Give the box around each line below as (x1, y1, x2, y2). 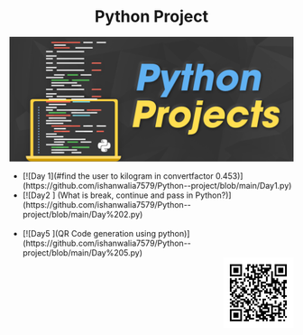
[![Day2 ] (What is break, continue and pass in (22, 190, 194, 200)
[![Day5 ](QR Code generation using (22, 228, 156, 239)
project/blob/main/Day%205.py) (22, 247, 142, 258)
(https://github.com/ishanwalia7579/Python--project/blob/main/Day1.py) (22, 181, 292, 191)
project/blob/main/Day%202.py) (22, 209, 143, 220)
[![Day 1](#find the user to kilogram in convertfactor (22, 171, 214, 181)
